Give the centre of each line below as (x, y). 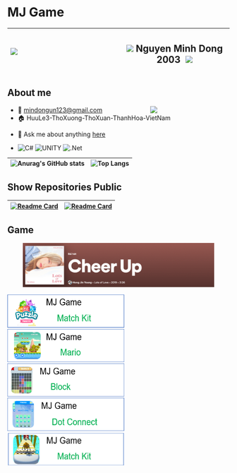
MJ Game (36, 12)
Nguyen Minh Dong (180, 48)
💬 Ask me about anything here (61, 134)
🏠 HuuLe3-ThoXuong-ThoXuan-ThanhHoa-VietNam (94, 118)
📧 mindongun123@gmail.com (60, 109)
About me (29, 93)
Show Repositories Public (65, 187)
